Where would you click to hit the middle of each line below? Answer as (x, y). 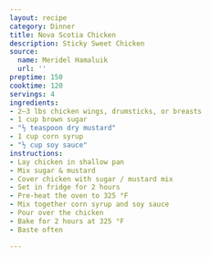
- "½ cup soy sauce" (49, 145)
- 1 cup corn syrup (47, 137)
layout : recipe (38, 18)
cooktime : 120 (37, 86)
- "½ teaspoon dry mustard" (63, 128)
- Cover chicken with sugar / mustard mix (91, 179)
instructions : (37, 153)
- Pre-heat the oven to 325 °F (69, 196)
